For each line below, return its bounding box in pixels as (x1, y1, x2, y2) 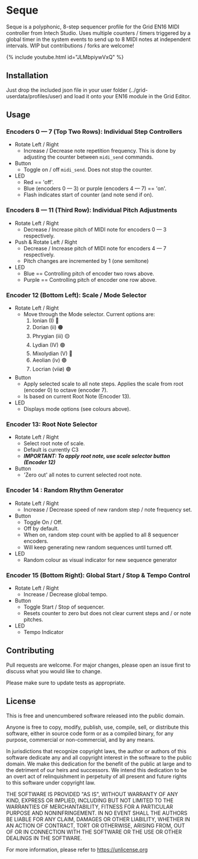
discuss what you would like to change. (6, 667, 102, 675)
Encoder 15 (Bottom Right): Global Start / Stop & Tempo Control (6, 571, 190, 579)
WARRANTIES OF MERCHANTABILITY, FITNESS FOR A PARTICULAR (6, 803, 173, 810)
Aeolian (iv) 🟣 (32, 356, 67, 364)
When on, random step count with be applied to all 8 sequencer (23, 531, 179, 538)
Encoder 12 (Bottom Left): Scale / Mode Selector (6, 291, 147, 299)
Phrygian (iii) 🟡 (32, 333, 70, 340)
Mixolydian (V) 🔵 (32, 350, 73, 357)
